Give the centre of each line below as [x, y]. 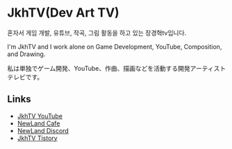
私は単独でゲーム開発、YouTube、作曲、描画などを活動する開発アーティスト [117, 68]
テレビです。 [25, 77]
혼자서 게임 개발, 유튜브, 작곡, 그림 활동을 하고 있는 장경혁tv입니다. [97, 33]
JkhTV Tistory [37, 138]
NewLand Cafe [39, 123]
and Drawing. [26, 54]
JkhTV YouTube [40, 116]
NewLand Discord [43, 130]
